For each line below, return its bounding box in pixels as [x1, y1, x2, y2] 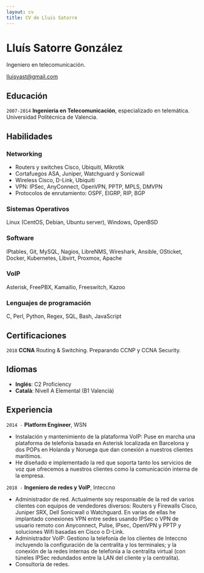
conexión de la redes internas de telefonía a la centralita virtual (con [15, 547, 186, 555]
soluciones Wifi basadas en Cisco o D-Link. [15, 528, 125, 535]
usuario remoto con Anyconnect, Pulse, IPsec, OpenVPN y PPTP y [15, 521, 181, 529]
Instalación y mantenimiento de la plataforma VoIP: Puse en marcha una [15, 432, 195, 440]
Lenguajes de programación [6, 298, 91, 307]
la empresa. [15, 471, 45, 479]
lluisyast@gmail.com [6, 73, 58, 80]
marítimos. [15, 452, 42, 459]
